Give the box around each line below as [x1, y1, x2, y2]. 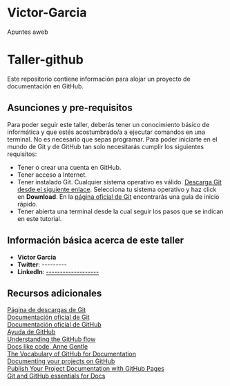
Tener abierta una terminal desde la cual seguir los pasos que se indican [17, 207, 224, 215]
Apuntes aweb [7, 28, 48, 36]
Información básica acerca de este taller [7, 235, 184, 247]
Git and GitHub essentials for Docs [7, 371, 106, 380]
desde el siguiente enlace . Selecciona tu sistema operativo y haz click [17, 185, 217, 193]
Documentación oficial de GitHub [7, 320, 102, 329]
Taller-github [7, 52, 84, 68]
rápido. [17, 200, 38, 208]
